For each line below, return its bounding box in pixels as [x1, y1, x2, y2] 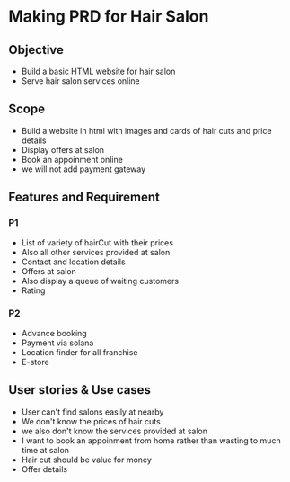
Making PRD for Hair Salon [8, 6, 209, 27]
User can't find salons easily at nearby [21, 406, 164, 417]
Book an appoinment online [21, 154, 123, 165]
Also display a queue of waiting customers [21, 275, 180, 286]
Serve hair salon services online [21, 76, 140, 86]
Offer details [21, 463, 68, 474]
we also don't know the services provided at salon [21, 425, 208, 436]
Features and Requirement [8, 190, 161, 205]
